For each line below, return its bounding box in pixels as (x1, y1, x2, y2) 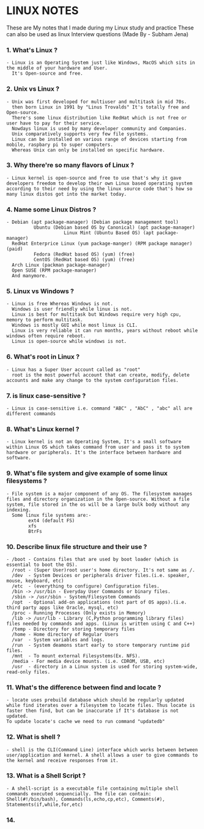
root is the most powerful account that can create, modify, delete (12, 372, 190, 378)
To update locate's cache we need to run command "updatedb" (6, 719, 166, 725)
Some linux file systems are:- (12, 512, 92, 518)
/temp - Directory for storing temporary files (12, 626, 136, 632)
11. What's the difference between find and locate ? (6, 683, 162, 692)
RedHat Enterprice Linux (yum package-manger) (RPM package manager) (12, 240, 192, 247)
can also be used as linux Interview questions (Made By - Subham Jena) (6, 30, 189, 37)
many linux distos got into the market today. (6, 191, 127, 197)
